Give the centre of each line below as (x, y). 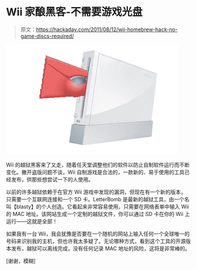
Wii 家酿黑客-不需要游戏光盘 (74, 12)
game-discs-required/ (47, 36)
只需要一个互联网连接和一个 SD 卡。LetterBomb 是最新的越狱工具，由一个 (95, 199)
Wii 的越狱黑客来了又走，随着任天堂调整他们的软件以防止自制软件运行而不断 (98, 164)
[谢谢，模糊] (21, 261)
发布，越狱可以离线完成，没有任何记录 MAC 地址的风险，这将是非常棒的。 (101, 248)
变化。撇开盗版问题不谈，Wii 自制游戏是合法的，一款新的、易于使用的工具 (95, 172)
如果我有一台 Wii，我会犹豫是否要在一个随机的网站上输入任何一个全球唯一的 (98, 234)
